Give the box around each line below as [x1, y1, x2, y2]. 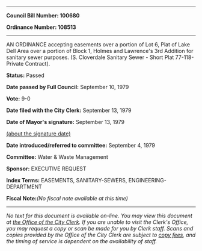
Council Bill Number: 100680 [6, 12, 80, 19]
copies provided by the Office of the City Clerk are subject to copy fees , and [6, 231, 196, 238]
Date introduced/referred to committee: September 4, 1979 [6, 142, 155, 149]
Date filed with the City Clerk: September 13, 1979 [6, 107, 132, 114]
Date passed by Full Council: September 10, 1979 [6, 84, 129, 90]
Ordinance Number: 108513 [6, 23, 76, 31]
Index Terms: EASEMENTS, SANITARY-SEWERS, [6, 177, 127, 184]
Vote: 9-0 [6, 95, 31, 102]
